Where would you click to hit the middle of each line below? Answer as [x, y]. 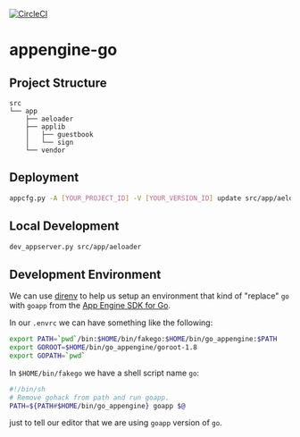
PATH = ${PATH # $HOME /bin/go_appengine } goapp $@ [97, 406]
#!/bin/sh [28, 389]
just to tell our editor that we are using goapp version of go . [116, 423]
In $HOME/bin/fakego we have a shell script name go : [104, 373]
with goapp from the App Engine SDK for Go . [90, 306]
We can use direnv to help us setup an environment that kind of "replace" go [150, 296]
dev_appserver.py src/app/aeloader [75, 247]
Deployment [44, 177]
